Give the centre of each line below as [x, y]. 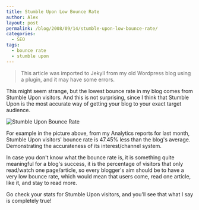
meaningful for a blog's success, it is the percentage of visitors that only [95, 163]
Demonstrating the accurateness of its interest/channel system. [84, 146]
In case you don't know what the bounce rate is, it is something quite [90, 157]
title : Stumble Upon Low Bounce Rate [53, 12]
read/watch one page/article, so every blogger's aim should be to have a [95, 170]
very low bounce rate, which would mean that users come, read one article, [99, 176]
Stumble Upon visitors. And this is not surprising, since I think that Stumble [97, 97]
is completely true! [29, 200]
